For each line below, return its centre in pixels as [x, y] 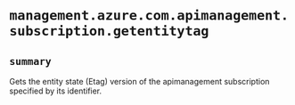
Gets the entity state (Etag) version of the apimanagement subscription [139, 81]
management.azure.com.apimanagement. [149, 16]
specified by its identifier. [56, 91]
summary [30, 61]
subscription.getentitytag [109, 32]
